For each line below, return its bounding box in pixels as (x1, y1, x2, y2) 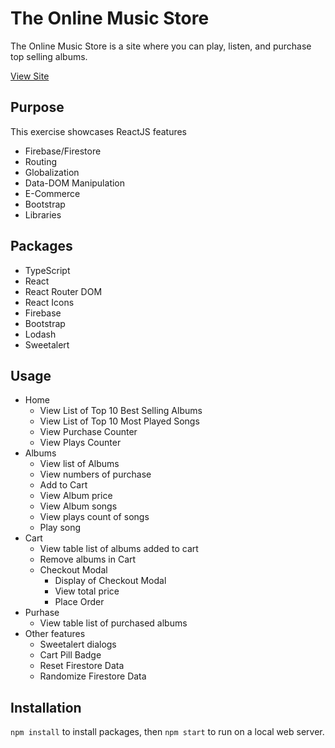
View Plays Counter (39, 437, 122, 449)
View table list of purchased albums (39, 617, 188, 629)
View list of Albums (39, 458, 120, 470)
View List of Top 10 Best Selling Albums (39, 405, 203, 417)
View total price (54, 585, 120, 597)
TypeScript (24, 264, 71, 276)
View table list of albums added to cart (39, 543, 199, 555)
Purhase (24, 607, 60, 619)
